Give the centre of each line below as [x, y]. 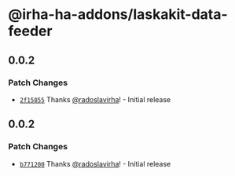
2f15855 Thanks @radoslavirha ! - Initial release [95, 99]
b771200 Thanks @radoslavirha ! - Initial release [95, 163]
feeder [30, 31]
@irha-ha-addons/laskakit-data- [118, 15]
